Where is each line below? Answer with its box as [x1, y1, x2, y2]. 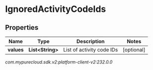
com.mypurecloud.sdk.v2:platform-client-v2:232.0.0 [5, 59, 113, 65]
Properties [5, 23, 39, 32]
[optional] [122, 46, 146, 53]
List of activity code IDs [63, 46, 118, 53]
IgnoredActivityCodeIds [5, 3, 106, 15]
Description [76, 38, 105, 45]
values [7, 46, 24, 53]
